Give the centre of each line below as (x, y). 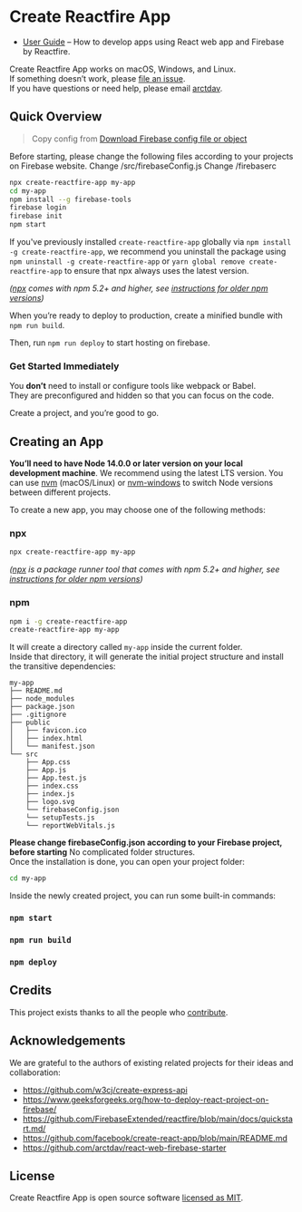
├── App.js (46, 771)
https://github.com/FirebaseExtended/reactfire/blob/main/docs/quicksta (157, 1119)
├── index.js (50, 794)
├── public (30, 722)
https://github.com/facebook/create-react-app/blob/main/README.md (155, 1138)
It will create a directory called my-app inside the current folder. (126, 647)
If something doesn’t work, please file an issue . (97, 78)
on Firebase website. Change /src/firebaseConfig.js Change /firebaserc (143, 166)
